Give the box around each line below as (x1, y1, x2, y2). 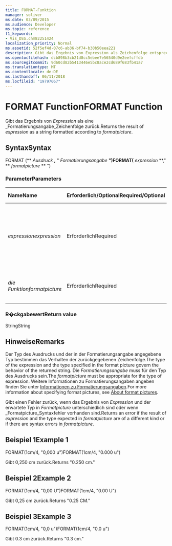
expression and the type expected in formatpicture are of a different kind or (5, 415, 165, 421)
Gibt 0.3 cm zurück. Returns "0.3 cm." (5, 536, 84, 542)
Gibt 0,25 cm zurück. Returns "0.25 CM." (5, 497, 91, 504)
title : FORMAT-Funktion (5, 7, 56, 13)
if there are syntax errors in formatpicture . (5, 421, 94, 427)
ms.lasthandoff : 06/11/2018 (5, 74, 66, 79)
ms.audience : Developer (5, 21, 56, 27)
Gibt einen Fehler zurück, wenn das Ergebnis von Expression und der (5, 399, 151, 405)
